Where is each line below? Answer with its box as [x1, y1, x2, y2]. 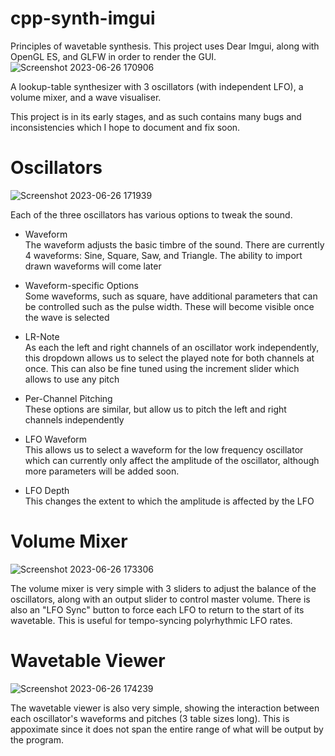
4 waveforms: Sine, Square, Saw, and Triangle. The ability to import [24, 249, 303, 261]
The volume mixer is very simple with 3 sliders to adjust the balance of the [10, 582, 317, 594]
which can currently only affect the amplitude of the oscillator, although [24, 454, 320, 466]
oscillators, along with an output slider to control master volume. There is [10, 593, 311, 605]
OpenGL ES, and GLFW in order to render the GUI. [10, 50, 217, 62]
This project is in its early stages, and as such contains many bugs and [10, 110, 302, 122]
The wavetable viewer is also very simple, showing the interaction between [10, 702, 320, 714]
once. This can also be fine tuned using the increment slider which [24, 362, 300, 374]
